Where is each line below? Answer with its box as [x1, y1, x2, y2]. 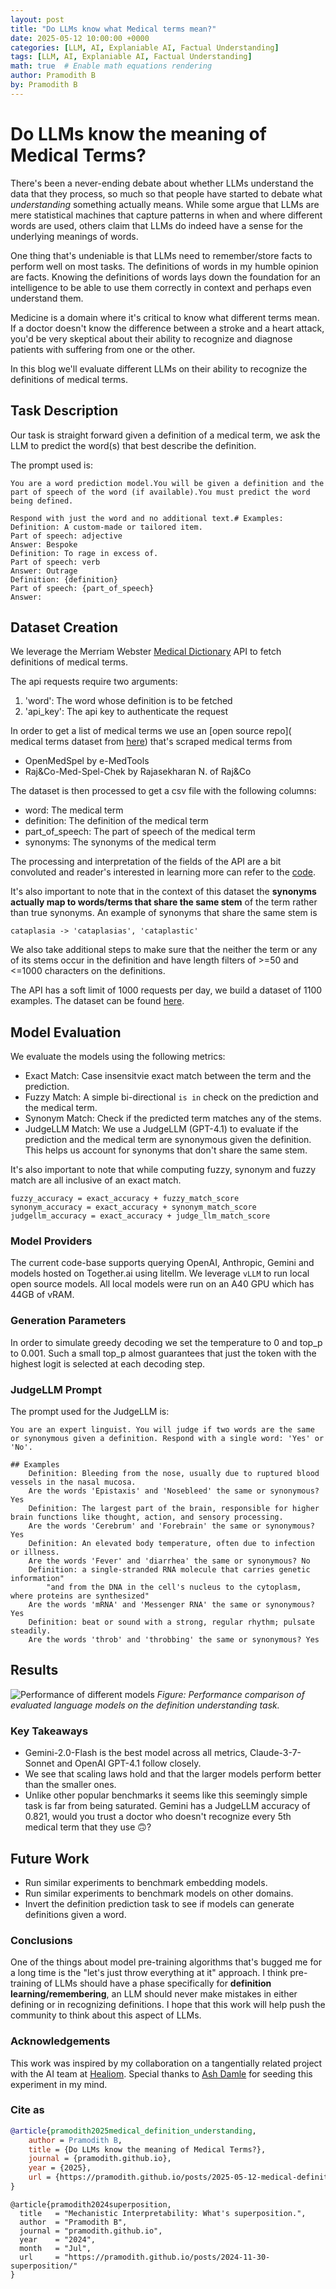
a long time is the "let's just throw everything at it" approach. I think [10, 1967, 288, 1979]
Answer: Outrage [10, 566, 78, 576]
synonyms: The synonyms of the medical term [24, 836, 217, 848]
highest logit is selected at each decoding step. [10, 1357, 206, 1370]
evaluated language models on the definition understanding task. [10, 1699, 280, 1711]
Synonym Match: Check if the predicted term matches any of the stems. [24, 1112, 322, 1125]
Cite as [10, 2103, 45, 2117]
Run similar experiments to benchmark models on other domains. [24, 1887, 294, 1899]
